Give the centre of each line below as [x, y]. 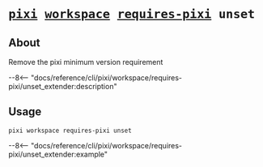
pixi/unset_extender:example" [58, 154]
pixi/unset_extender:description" [63, 86]
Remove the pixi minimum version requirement [86, 62]
